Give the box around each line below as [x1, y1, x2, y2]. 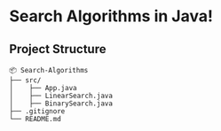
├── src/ [9, 76, 42, 85]
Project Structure [9, 42, 107, 57]
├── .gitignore [9, 107, 66, 116]
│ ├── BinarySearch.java [9, 99, 114, 108]
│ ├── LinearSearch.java [9, 91, 114, 100]
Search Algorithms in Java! [9, 6, 213, 27]
